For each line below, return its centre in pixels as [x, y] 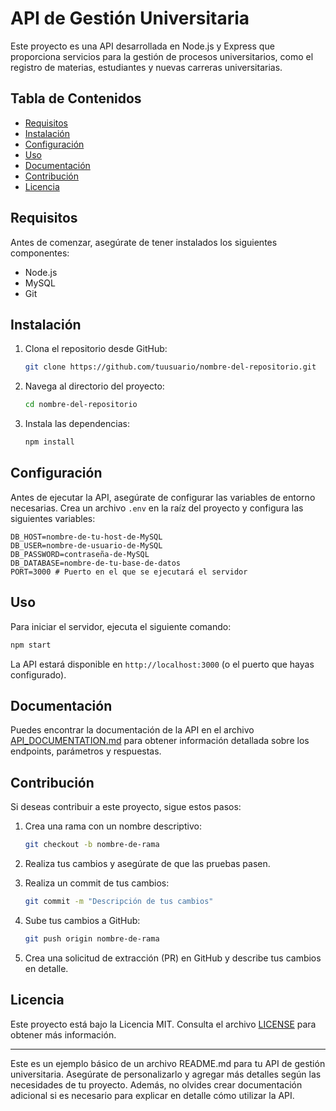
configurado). [38, 674]
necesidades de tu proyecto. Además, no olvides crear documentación [156, 1084]
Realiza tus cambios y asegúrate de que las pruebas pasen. [147, 863]
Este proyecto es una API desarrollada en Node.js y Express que [142, 46]
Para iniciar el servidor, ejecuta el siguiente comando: [121, 626]
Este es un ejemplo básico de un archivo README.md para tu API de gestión [168, 1063]
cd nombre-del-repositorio [81, 405]
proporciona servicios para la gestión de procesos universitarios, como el [162, 56]
